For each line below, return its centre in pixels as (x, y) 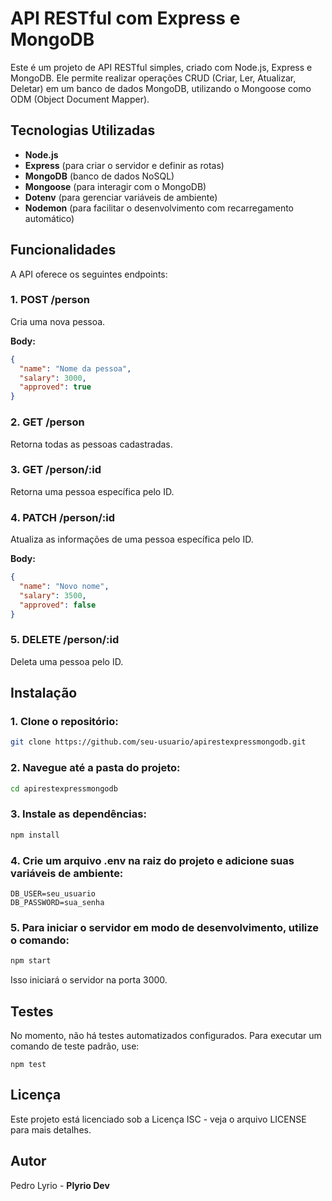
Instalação (44, 693)
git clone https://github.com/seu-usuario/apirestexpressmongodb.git (158, 742)
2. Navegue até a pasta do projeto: (95, 768)
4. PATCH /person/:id (62, 517)
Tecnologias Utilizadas (83, 130)
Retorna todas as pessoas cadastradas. (91, 444)
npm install (35, 835)
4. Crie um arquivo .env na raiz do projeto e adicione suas (152, 860)
